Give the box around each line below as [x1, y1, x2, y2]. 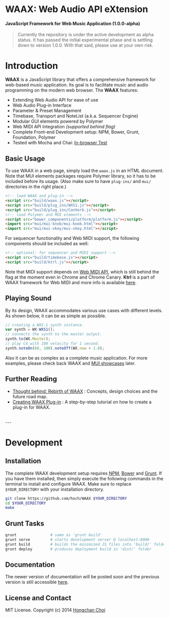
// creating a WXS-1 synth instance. [5, 322, 84, 327]
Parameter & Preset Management [12, 108, 81, 114]
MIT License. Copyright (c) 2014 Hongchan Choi [5, 607, 106, 613]
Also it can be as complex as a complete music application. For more [5, 355, 147, 361]
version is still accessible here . [5, 579, 69, 585]
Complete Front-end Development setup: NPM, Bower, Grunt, [12, 129, 140, 135]
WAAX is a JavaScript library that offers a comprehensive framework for [5, 76, 156, 82]
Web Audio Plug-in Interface [12, 102, 72, 109]
